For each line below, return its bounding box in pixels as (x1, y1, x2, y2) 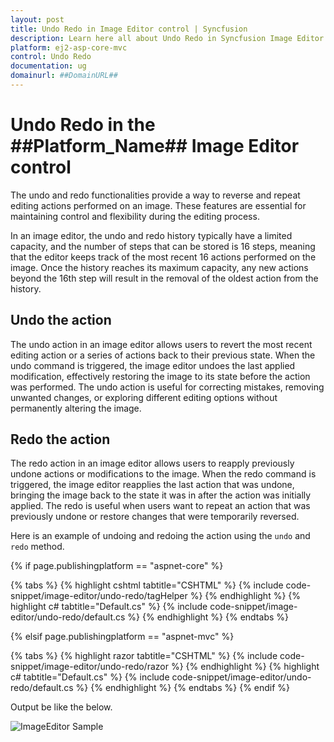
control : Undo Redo (10, 52, 92, 62)
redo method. (10, 541, 65, 553)
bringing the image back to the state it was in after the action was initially (10, 489, 312, 501)
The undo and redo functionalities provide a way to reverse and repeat (10, 189, 301, 201)
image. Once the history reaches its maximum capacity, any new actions (10, 261, 309, 273)
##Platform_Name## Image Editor (10, 135, 300, 158)
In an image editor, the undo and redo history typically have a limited (10, 229, 293, 241)
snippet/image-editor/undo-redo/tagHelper (10, 590, 188, 602)
